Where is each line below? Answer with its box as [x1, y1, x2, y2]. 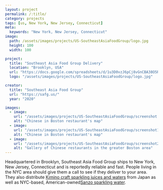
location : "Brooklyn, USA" [9, 65, 64, 70]
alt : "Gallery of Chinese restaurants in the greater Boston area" [14, 146, 153, 150]
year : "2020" [9, 96, 36, 102]
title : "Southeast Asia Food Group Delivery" [9, 61, 103, 66]
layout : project [5, 7, 38, 12]
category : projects [5, 16, 45, 21]
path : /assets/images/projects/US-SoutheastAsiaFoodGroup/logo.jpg [9, 39, 149, 44]
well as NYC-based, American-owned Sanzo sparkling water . [5, 179, 126, 185]
